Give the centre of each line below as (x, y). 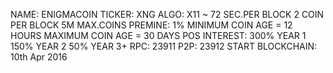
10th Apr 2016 (39, 57)
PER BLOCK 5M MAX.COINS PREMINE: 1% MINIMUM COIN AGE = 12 (151, 25)
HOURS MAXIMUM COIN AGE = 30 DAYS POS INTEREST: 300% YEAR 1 (158, 35)
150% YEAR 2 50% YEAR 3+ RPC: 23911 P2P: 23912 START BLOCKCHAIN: (164, 46)
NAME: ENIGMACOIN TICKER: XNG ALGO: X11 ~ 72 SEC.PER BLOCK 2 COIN (167, 14)
